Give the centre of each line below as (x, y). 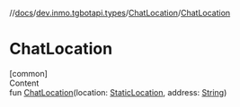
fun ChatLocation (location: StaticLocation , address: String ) (118, 92)
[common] (28, 73)
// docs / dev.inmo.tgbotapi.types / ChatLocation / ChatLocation (120, 13)
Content (24, 83)
